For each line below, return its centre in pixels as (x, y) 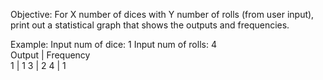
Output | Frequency (50, 55)
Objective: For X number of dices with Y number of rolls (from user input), (162, 14)
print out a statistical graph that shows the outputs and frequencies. (150, 25)
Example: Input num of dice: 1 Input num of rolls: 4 (113, 44)
